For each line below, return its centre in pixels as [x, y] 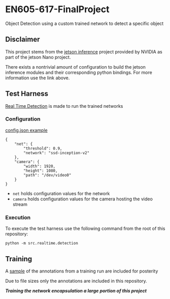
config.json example [26, 130]
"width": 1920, [40, 166]
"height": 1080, [41, 171]
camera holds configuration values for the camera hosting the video [83, 199]
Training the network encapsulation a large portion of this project [76, 290]
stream [20, 204]
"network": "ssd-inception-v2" [57, 153]
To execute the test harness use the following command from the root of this [85, 229]
